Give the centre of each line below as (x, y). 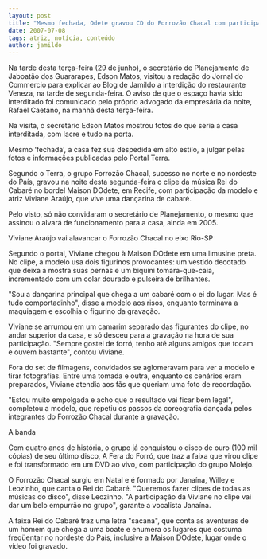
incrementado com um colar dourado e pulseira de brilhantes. (109, 279)
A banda (22, 432)
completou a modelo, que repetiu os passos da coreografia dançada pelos (130, 408)
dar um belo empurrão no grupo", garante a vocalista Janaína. (110, 506)
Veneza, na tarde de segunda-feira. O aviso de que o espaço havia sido (126, 93)
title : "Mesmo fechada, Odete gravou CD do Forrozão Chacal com (117, 23)
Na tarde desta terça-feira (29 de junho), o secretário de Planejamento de (129, 68)
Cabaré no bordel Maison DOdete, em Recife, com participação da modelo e (133, 190)
